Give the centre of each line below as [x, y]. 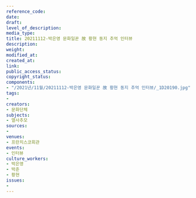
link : [13, 66]
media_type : [21, 33]
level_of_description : [34, 28]
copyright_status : [28, 77]
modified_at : [22, 55]
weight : [16, 50]
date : [13, 17]
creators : [18, 104]
